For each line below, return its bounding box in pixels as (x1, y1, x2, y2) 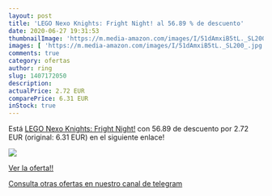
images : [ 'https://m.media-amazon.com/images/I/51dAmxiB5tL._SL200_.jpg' (8, 42, 266, 50)
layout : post (8, 11, 53, 20)
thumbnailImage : (8, 34, 63, 43)
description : (8, 79, 53, 87)
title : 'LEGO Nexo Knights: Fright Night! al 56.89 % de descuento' (8, 19, 244, 27)
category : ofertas (8, 57, 70, 65)
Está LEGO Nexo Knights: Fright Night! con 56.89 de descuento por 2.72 (8, 124, 249, 134)
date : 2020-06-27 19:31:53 (8, 27, 100, 35)
